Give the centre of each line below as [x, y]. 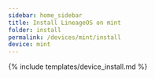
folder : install [35, 30]
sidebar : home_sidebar [45, 15]
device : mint [30, 45]
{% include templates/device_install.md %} [78, 66]
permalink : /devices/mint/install [65, 37]
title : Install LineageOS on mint [65, 23]
